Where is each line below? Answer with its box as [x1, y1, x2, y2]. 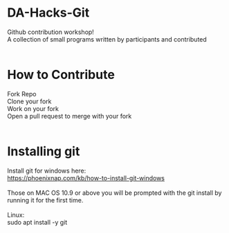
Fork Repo [7, 89, 37, 98]
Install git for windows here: [7, 166, 86, 175]
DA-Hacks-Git [7, 5, 90, 21]
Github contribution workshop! [7, 28, 95, 36]
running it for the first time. [7, 196, 84, 204]
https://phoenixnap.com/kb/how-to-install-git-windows [7, 173, 165, 182]
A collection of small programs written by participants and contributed [7, 35, 208, 43]
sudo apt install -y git [7, 218, 68, 226]
